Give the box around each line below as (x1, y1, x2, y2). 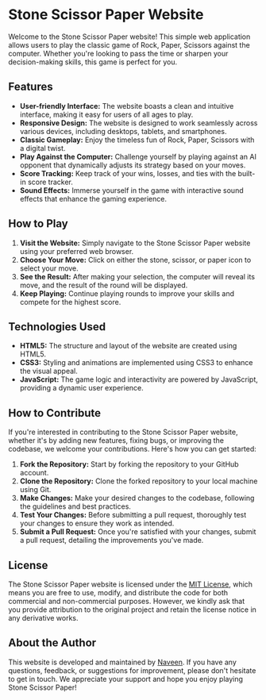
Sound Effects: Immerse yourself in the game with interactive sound (19, 185, 244, 195)
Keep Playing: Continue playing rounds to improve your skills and (19, 288, 234, 298)
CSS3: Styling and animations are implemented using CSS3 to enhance (19, 358, 253, 367)
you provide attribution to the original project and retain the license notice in (8, 605, 256, 614)
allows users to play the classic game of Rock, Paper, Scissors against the (8, 40, 250, 49)
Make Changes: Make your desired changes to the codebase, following (19, 494, 255, 503)
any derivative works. (8, 613, 79, 622)
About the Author (8, 637, 97, 650)
